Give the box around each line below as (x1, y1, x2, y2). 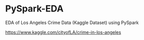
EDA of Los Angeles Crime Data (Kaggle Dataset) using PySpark (5, 19, 139, 25)
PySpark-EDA (5, 3, 64, 14)
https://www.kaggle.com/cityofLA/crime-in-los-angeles (5, 29, 121, 35)
